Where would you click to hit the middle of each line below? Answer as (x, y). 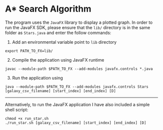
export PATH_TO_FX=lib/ (29, 51)
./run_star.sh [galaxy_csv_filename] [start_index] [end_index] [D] (76, 123)
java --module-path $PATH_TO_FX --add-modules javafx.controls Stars (77, 87)
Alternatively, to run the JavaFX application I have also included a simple (77, 104)
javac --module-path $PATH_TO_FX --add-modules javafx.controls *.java (79, 69)
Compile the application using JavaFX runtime (58, 60)
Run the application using (37, 78)
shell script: (16, 110)
